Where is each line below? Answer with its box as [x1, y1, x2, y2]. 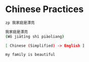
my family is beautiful [5, 52, 56, 57]
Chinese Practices [5, 4, 84, 15]
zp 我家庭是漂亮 [5, 20, 35, 25]
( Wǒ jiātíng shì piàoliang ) [5, 34, 65, 39]
